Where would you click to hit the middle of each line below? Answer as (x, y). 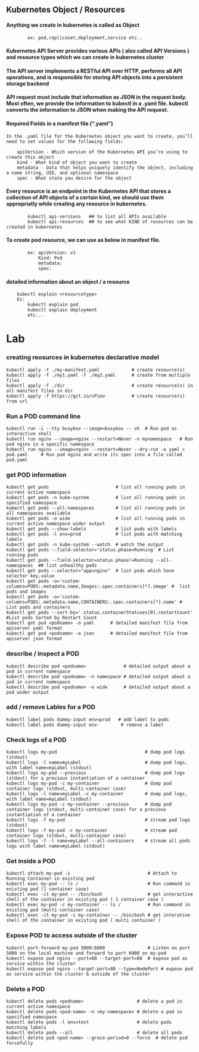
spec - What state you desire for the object (74, 178)
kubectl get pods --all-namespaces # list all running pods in (96, 508)
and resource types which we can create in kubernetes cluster (85, 57)
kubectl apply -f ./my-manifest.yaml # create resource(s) (96, 370)
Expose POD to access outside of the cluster (72, 936)
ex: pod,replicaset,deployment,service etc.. (85, 38)
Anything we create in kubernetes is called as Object (73, 25)
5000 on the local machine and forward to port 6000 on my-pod (86, 953)
